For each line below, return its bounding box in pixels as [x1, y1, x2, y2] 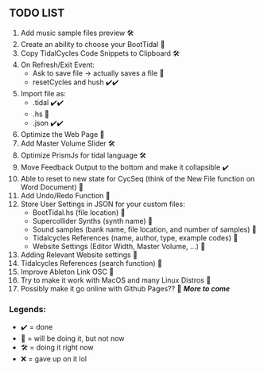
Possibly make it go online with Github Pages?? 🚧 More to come [20, 283, 231, 293]
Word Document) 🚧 [20, 182, 84, 192]
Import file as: [20, 88, 67, 98]
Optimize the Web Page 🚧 [20, 129, 105, 139]
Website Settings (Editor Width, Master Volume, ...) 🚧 [32, 241, 206, 251]
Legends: [9, 303, 47, 314]
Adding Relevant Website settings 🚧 [20, 250, 138, 260]
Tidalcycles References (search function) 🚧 [20, 258, 162, 268]
